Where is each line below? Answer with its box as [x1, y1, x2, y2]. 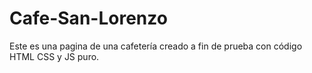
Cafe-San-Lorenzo [9, 7, 168, 30]
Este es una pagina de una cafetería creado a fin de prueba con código [9, 40, 303, 52]
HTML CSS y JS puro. [9, 50, 100, 62]
